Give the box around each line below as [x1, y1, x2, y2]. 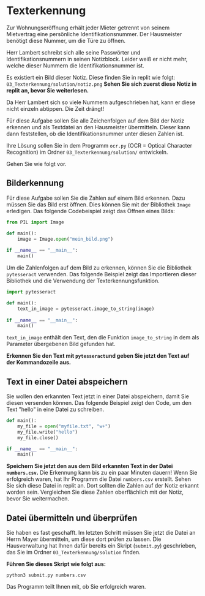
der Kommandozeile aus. [6, 359, 72, 366]
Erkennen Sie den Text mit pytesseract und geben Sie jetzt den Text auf [6, 352, 190, 360]
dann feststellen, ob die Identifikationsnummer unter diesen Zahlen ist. [6, 130, 184, 137]
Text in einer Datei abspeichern [6, 376, 129, 387]
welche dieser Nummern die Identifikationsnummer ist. [6, 62, 145, 69]
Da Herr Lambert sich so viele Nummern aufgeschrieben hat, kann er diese [6, 99, 196, 106]
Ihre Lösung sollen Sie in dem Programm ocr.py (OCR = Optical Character [6, 141, 193, 149]
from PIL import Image [6, 219, 64, 225]
